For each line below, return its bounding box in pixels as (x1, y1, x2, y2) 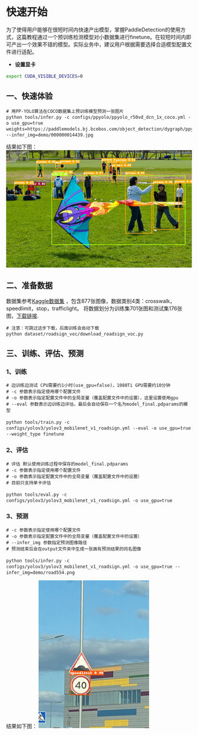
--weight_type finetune (6, 431, 65, 437)
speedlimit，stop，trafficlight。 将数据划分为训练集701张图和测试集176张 (6, 305, 183, 312)
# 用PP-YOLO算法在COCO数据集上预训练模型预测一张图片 (6, 108, 124, 114)
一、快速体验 (6, 91, 53, 101)
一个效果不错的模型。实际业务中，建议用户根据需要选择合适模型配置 (21, 41, 187, 48)
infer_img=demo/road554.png (6, 570, 75, 575)
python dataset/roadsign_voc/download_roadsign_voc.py (6, 331, 144, 337)
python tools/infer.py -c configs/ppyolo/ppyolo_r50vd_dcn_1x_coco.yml (6, 114, 186, 120)
